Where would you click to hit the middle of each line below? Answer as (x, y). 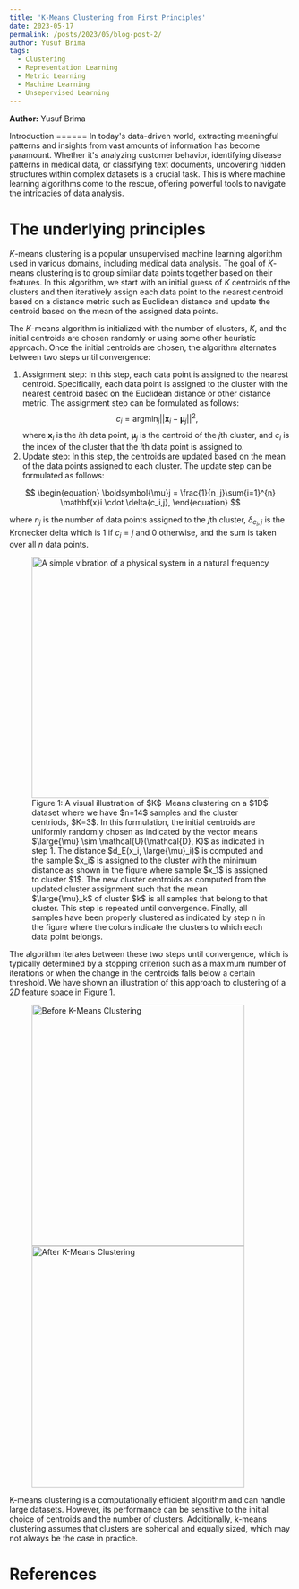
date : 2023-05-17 (42, 26)
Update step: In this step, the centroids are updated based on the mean (154, 456)
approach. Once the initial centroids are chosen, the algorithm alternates (143, 347)
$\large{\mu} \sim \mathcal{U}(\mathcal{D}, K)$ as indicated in (148, 841)
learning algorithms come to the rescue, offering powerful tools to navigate (148, 183)
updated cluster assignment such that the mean (120, 889)
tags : (19, 51)
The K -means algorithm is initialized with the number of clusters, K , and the (149, 329)
